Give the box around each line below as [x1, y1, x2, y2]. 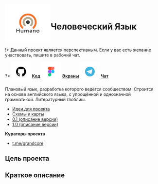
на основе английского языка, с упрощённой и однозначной [5, 92, 131, 97]
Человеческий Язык [51, 21, 137, 32]
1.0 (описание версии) [12, 122, 58, 127]
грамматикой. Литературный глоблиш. [5, 96, 86, 102]
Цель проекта [5, 154, 50, 163]
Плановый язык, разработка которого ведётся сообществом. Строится [5, 86, 154, 92]
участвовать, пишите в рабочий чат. [5, 52, 81, 58]
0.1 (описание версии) [12, 116, 58, 122]
